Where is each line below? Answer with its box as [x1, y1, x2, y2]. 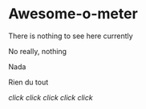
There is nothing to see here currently [8, 31, 134, 41]
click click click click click [8, 92, 94, 102]
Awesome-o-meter [8, 5, 138, 23]
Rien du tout [8, 77, 49, 87]
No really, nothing [8, 46, 67, 56]
